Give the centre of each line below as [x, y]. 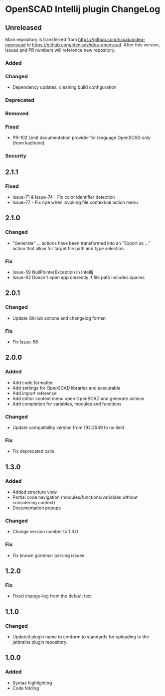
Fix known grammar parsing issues [48, 555]
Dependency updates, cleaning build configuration [64, 87]
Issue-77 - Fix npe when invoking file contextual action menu [75, 202]
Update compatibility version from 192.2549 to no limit [68, 427]
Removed [17, 114]
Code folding [26, 688]
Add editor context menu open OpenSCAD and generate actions [78, 398]
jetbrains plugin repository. [40, 642]
